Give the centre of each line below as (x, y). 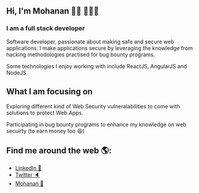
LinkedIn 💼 (28, 168)
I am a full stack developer (46, 28)
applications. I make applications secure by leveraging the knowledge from (100, 48)
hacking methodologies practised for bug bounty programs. (81, 54)
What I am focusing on (49, 92)
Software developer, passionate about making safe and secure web (90, 41)
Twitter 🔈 (28, 175)
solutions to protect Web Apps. (45, 113)
